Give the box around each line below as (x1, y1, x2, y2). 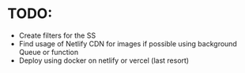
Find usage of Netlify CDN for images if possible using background (18, 38, 238, 48)
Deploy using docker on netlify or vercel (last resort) (18, 56, 190, 65)
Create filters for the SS (18, 31, 96, 40)
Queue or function (18, 47, 79, 57)
